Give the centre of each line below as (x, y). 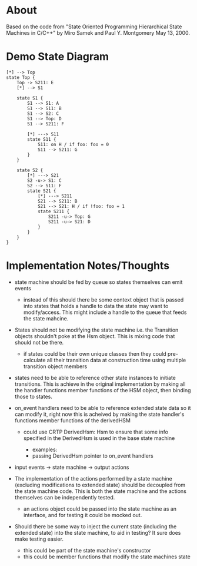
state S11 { (42, 139)
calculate (34, 360)
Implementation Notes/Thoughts (88, 266)
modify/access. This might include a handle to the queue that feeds (105, 312)
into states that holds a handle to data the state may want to (96, 306)
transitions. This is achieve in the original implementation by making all (100, 384)
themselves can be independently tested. (65, 497)
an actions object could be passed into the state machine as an (100, 509)
